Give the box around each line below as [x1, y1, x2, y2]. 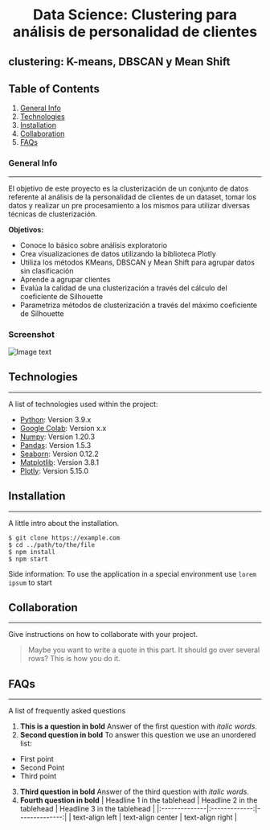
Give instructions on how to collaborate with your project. [8, 630, 198, 639]
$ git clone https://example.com [8, 533, 121, 542]
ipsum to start [8, 577, 52, 587]
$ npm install [8, 548, 56, 556]
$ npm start [8, 555, 48, 563]
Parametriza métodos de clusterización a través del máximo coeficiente [19, 300, 258, 310]
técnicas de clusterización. [8, 209, 98, 219]
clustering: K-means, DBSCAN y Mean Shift [8, 55, 231, 68]
